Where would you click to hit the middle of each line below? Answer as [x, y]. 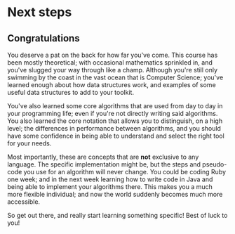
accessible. [24, 202]
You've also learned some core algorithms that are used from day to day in [115, 106]
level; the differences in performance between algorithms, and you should [114, 128]
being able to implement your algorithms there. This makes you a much [110, 187]
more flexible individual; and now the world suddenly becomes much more [115, 194]
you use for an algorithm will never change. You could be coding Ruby [125, 172]
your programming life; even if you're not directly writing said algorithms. [113, 113]
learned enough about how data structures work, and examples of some [112, 85]
